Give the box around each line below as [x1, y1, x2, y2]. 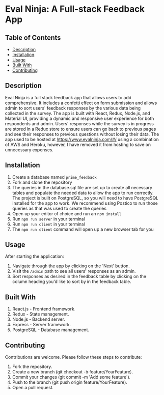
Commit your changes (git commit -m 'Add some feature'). [12, 374, 131, 380]
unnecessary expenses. [5, 146, 54, 153]
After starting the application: [5, 254, 64, 259]
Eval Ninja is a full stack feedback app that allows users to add [5, 94, 132, 100]
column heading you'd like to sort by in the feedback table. [12, 279, 132, 284]
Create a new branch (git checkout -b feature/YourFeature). [12, 369, 134, 375]
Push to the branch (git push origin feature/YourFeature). [12, 379, 128, 385]
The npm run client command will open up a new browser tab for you [12, 226, 154, 232]
